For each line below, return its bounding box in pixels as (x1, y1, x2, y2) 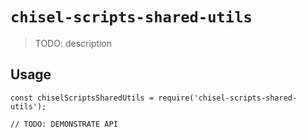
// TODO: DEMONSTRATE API (10, 119, 118, 129)
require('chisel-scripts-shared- (158, 93, 298, 103)
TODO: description (34, 37, 113, 49)
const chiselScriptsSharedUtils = (10, 93, 155, 103)
